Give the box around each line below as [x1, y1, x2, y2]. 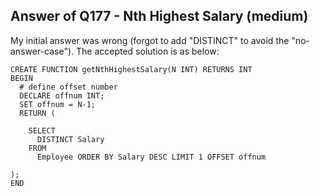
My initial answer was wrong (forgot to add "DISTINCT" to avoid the [10, 34, 290, 46]
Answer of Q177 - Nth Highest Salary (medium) [10, 8, 309, 25]
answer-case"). [10, 45, 75, 57]
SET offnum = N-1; [19, 99, 97, 109]
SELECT [28, 125, 56, 136]
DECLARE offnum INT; [19, 90, 105, 101]
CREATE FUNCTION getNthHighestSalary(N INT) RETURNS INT [10, 64, 253, 74]
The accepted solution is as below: [75, 45, 220, 57]
